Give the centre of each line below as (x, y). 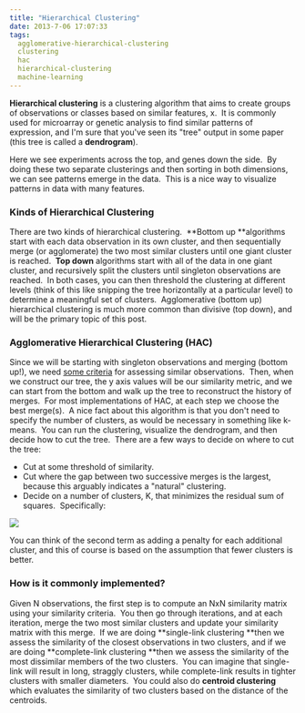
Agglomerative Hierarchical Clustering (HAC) (111, 342)
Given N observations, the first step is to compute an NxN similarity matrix (148, 603)
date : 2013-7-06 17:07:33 (58, 26)
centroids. (28, 700)
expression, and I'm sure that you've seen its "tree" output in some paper (147, 132)
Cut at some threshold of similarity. (88, 467)
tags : (20, 35)
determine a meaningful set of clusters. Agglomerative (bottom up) (136, 300)
